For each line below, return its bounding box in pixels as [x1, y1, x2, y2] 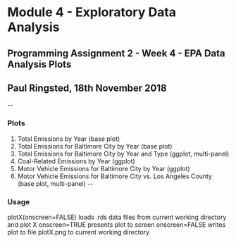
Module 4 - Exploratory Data [7, 4, 177, 20]
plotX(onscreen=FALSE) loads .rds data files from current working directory [7, 213, 227, 221]
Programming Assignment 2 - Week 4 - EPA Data [7, 47, 225, 59]
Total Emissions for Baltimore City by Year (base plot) [17, 142, 173, 150]
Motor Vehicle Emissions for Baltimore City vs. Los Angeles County [17, 172, 213, 180]
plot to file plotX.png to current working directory [7, 228, 150, 236]
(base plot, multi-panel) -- [17, 179, 94, 187]
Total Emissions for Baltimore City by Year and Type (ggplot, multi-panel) [17, 149, 230, 158]
